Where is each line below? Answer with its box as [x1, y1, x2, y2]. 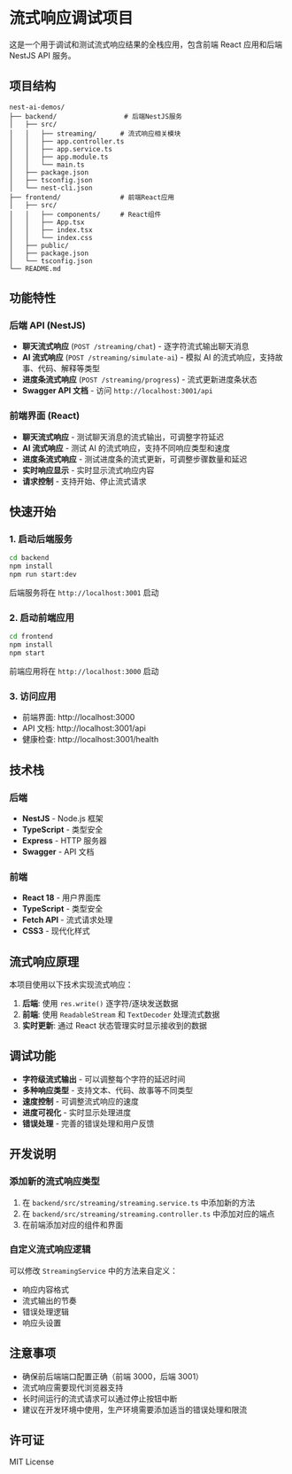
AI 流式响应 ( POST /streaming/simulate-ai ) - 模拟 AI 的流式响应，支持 [21, 352, 276, 363]
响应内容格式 [21, 1284, 69, 1294]
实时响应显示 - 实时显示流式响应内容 [21, 464, 155, 475]
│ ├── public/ [9, 241, 69, 250]
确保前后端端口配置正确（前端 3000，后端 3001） [21, 1370, 204, 1382]
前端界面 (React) [9, 409, 81, 422]
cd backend [9, 554, 50, 562]
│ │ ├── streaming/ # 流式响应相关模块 [9, 129, 181, 138]
